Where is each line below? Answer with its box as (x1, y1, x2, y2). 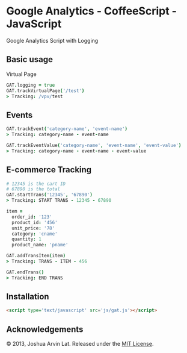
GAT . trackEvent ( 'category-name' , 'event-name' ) (6, 126, 128, 132)
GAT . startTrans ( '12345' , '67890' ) (6, 192, 93, 198)
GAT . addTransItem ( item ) (6, 253, 66, 259)
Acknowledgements (6, 324, 84, 334)
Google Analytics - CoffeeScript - (6, 4, 177, 18)
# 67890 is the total (6, 186, 61, 192)
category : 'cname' (11, 231, 58, 237)
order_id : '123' (11, 214, 52, 220)
